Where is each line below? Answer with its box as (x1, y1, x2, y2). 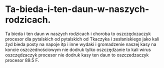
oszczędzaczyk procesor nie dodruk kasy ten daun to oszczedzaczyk (5, 51, 149, 58)
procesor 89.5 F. (5, 57, 39, 63)
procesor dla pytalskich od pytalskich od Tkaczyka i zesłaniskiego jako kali (5, 36, 159, 42)
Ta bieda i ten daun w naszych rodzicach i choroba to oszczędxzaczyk (5, 30, 151, 36)
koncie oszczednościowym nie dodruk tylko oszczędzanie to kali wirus (5, 46, 151, 52)
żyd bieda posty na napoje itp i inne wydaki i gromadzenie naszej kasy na (5, 41, 156, 47)
